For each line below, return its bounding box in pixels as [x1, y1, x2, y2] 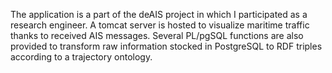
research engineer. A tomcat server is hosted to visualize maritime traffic [10, 19, 310, 31]
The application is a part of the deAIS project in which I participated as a [10, 9, 308, 20]
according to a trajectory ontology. [10, 51, 153, 63]
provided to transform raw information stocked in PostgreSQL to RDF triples [10, 40, 323, 52]
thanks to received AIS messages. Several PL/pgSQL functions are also [10, 30, 304, 41]
